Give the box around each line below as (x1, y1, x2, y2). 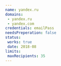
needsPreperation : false (5, 30, 57, 35)
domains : (5, 12, 23, 17)
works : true (7, 40, 32, 45)
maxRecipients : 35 (7, 53, 46, 59)
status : (5, 35, 21, 40)
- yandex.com (7, 21, 35, 26)
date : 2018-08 (7, 44, 37, 49)
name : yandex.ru (5, 7, 39, 12)
